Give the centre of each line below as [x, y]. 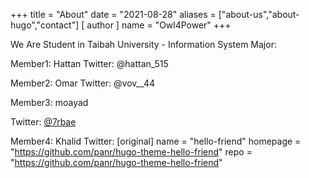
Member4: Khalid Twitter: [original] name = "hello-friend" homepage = [156, 141]
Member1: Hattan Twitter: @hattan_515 [89, 63]
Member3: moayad [49, 102]
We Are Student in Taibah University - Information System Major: [143, 44]
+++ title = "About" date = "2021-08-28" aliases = [113, 14]
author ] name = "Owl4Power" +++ [159, 25]
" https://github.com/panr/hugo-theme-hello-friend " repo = [131, 152]
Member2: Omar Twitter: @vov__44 [83, 83]
